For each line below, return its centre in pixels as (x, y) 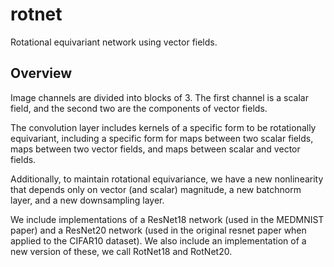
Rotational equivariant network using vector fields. (114, 42)
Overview (41, 73)
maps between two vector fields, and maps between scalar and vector (155, 149)
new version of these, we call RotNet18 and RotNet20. (121, 251)
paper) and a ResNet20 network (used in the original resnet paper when (158, 230)
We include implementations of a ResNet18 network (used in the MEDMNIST (167, 219)
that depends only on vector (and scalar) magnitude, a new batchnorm (156, 189)
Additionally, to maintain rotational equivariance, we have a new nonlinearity (167, 179)
